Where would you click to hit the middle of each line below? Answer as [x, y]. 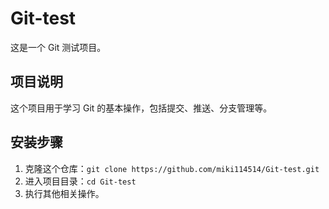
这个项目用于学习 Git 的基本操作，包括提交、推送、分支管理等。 [141, 108]
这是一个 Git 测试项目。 [58, 47]
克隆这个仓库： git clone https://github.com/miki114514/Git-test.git [172, 168]
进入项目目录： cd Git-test [80, 181]
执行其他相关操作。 [64, 193]
